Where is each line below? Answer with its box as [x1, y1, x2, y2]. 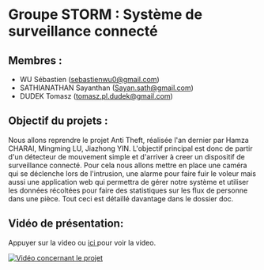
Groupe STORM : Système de [8, 6, 203, 24]
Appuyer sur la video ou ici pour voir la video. [8, 238, 157, 247]
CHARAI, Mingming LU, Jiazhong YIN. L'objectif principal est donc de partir [8, 144, 253, 153]
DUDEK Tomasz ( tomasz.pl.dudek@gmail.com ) [19, 92, 174, 100]
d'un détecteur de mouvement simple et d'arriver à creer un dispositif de [8, 152, 245, 161]
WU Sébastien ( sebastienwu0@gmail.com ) [19, 75, 160, 84]
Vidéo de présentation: [8, 217, 124, 231]
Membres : [8, 54, 62, 67]
